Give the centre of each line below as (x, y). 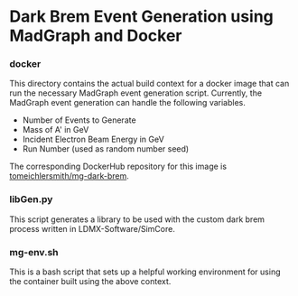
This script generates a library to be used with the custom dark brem (137, 219)
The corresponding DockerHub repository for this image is (118, 166)
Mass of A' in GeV (56, 130)
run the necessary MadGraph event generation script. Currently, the (136, 93)
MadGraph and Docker (96, 36)
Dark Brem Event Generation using (141, 17)
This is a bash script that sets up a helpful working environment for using (145, 272)
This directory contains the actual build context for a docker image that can (149, 84)
